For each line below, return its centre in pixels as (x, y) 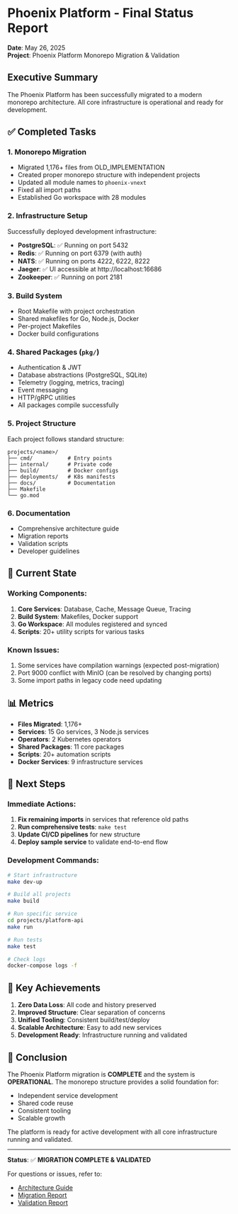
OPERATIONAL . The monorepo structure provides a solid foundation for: (113, 1082)
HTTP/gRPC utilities (46, 397)
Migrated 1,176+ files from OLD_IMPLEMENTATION (91, 167)
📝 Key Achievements (54, 988)
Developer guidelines (49, 551)
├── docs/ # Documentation (61, 483)
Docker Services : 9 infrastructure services (80, 761)
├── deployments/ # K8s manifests (61, 477)
